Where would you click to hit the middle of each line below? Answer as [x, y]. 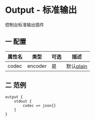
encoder [37, 66]
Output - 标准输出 [41, 10]
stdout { [23, 101]
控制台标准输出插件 [25, 25]
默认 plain [77, 66]
